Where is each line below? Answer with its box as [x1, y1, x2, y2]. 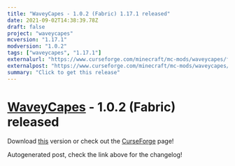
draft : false [7, 23, 45, 30]
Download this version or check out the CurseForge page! [7, 137, 174, 146]
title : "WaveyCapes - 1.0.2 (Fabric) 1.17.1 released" [7, 10, 171, 18]
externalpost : [7, 62, 49, 69]
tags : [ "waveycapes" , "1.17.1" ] [7, 50, 101, 57]
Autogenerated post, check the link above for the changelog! [7, 151, 183, 159]
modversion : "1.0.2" [7, 43, 68, 50]
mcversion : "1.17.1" [7, 36, 68, 43]
